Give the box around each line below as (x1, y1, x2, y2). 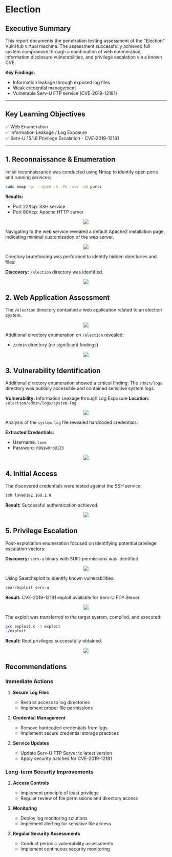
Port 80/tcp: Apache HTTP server (12, 209, 84, 215)
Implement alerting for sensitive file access (20, 821, 112, 827)
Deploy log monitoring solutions (20, 815, 88, 822)
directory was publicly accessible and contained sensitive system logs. (5, 385, 155, 392)
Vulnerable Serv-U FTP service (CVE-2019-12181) (12, 90, 118, 96)
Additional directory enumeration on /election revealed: (5, 332, 124, 338)
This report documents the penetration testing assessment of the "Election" (5, 37, 165, 44)
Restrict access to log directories (20, 699, 91, 705)
